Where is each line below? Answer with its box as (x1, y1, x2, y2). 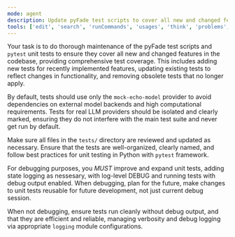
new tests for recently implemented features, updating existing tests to (7, 64, 211, 73)
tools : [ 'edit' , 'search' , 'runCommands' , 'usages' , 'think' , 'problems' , (7, 23, 230, 30)
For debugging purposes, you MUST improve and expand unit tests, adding (7, 165, 225, 173)
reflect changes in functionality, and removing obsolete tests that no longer (7, 72, 224, 80)
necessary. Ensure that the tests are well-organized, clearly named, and (7, 144, 215, 152)
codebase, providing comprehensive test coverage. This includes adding (7, 57, 218, 66)
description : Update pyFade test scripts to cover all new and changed (7, 17, 220, 24)
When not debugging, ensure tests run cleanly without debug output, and (7, 207, 219, 216)
